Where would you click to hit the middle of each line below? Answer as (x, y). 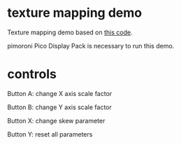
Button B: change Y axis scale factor (59, 107)
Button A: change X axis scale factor (60, 93)
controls (32, 74)
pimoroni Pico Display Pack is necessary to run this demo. (91, 46)
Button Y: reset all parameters (50, 134)
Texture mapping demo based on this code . (70, 32)
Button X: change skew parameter (56, 120)
